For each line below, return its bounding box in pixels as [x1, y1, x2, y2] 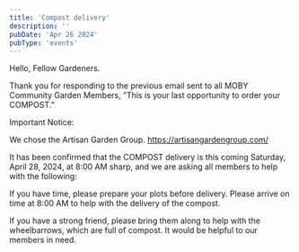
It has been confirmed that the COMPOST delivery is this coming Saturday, [9, 152, 286, 163]
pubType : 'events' [9, 38, 78, 48]
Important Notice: [9, 117, 75, 128]
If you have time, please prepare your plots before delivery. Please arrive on [9, 188, 290, 199]
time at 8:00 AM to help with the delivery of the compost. [9, 198, 221, 209]
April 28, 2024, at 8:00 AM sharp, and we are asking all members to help [9, 161, 278, 172]
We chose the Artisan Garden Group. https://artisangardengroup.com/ [9, 134, 269, 145]
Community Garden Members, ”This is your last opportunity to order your [9, 90, 281, 101]
